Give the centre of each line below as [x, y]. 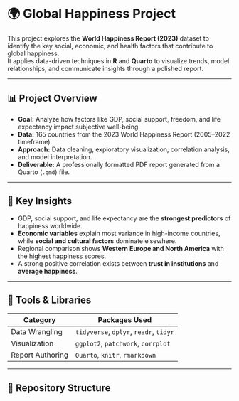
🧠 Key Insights [40, 201]
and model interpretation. [55, 156]
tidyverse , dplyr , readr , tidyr [124, 332]
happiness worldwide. [50, 225]
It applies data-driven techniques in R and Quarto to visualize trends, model [118, 60]
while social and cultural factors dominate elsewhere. [97, 241]
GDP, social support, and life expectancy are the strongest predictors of [124, 218]
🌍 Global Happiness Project [92, 14]
